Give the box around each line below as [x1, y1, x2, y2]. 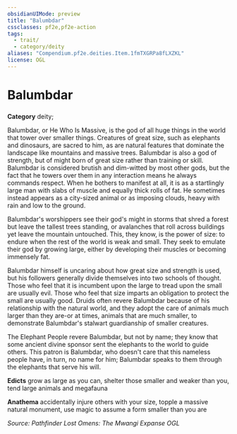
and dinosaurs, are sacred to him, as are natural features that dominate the [7, 141, 224, 149]
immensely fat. [7, 252, 51, 261]
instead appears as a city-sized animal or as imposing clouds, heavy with [7, 193, 220, 202]
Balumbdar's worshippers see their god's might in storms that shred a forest [7, 215, 229, 223]
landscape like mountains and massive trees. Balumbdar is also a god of [7, 148, 217, 156]
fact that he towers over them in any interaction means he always [7, 171, 197, 179]
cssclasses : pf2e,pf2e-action [7, 23, 97, 30]
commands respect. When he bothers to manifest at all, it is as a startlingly [7, 178, 224, 187]
